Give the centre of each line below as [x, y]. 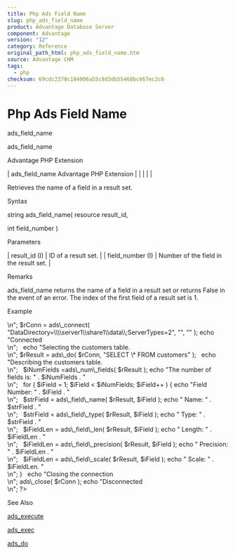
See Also [20, 503]
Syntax [18, 202]
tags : [15, 66]
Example [20, 311]
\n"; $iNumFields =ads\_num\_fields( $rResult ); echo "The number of [109, 370]
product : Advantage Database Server [61, 27]
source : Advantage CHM [40, 60]
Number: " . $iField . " [39, 392]
